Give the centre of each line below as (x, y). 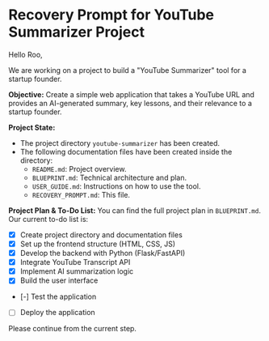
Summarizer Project (77, 32)
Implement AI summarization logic (77, 271)
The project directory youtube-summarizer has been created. (120, 143)
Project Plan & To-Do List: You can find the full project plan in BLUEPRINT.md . (134, 210)
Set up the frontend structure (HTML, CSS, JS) (98, 244)
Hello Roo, (25, 54)
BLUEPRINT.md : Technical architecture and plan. (109, 177)
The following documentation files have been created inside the (126, 151)
